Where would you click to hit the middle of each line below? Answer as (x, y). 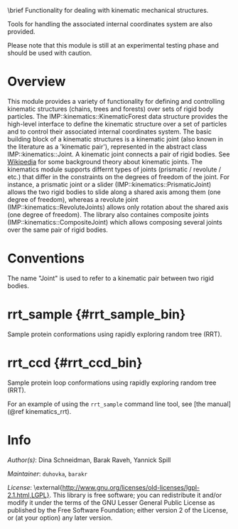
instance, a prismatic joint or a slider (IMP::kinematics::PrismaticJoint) (109, 184)
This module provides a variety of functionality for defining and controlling (116, 101)
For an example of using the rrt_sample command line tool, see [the (107, 404)
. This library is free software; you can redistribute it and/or (136, 495)
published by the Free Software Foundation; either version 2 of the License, (118, 510)
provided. (21, 32)
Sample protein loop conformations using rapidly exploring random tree (112, 383)
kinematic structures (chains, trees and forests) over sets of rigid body (110, 109)
